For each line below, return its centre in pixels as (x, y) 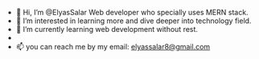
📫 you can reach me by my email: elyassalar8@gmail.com (113, 47)
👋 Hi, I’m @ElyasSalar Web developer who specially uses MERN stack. (132, 12)
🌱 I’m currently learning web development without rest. (107, 29)
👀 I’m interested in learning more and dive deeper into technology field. (134, 21)
